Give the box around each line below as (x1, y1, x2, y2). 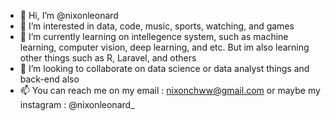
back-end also (19, 73, 80, 85)
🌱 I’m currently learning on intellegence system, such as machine (19, 31, 289, 42)
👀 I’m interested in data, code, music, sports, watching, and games (19, 20, 295, 32)
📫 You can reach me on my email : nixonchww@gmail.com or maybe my (19, 85, 321, 96)
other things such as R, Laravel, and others (19, 52, 197, 64)
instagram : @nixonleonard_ (19, 99, 135, 110)
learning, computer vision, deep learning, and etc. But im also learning (19, 41, 310, 53)
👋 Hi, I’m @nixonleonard (19, 10, 119, 21)
